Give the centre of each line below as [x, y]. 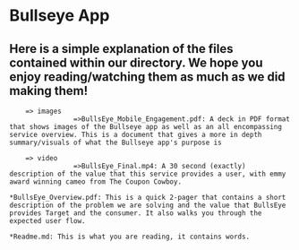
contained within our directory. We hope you [136, 62]
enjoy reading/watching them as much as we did [147, 77]
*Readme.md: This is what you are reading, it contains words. [130, 237]
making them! [49, 91]
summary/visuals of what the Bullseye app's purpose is [115, 142]
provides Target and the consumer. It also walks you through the [136, 213]
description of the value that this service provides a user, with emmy [148, 174]
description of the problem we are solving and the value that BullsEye [148, 205]
